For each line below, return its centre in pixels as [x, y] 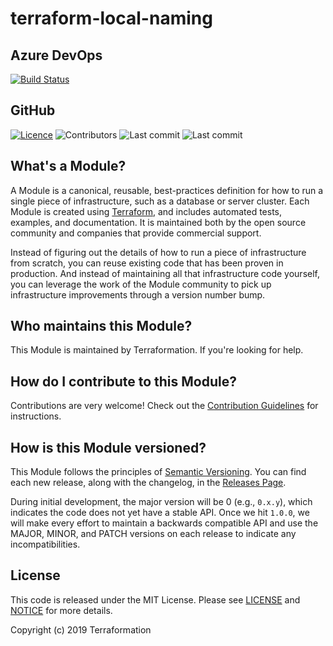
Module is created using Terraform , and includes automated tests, [146, 211]
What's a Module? [68, 166]
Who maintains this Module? [101, 326]
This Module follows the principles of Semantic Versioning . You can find [158, 472]
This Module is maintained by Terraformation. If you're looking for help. [157, 350]
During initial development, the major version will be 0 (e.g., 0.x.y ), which [161, 502]
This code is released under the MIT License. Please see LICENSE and [155, 599]
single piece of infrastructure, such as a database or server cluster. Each [160, 201]
